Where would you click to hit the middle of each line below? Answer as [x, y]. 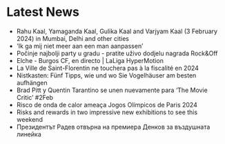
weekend [29, 119]
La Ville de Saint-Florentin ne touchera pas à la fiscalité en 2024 [108, 68]
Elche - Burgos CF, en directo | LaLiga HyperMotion [90, 60]
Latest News [43, 12]
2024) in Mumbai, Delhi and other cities [72, 38]
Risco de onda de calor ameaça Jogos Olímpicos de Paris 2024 [107, 105]
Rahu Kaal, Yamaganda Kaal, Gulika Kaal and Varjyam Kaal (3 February [117, 31]
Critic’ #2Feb [35, 97]
